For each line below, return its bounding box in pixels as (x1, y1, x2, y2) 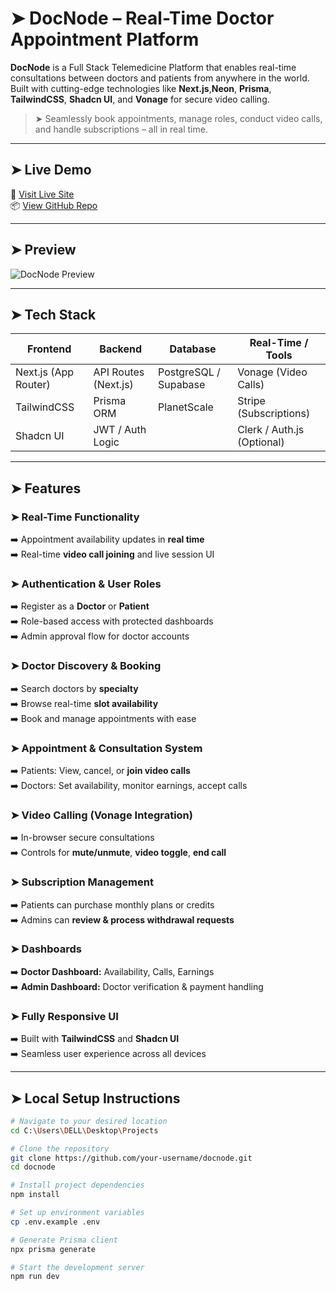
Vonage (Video (237, 365, 308, 379)
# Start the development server (10, 1262, 145, 1272)
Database (169, 342, 217, 356)
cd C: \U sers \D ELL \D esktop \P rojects (10, 1125, 159, 1136)
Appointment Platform (10, 28, 200, 51)
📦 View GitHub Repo (10, 199, 98, 211)
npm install (10, 1190, 60, 1200)
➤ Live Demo (10, 162, 92, 179)
